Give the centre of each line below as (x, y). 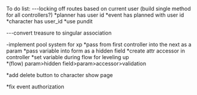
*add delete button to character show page (59, 75)
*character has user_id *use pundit (50, 21)
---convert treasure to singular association (59, 33)
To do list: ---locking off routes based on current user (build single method (98, 9)
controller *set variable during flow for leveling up (68, 57)
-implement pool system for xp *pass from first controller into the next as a (99, 45)
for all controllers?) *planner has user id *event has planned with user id (95, 15)
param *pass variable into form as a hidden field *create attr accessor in (95, 51)
